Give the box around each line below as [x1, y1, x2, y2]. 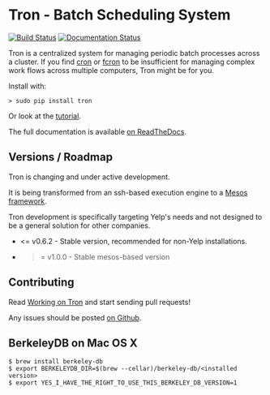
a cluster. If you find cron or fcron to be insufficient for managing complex [8, 57, 255, 67]
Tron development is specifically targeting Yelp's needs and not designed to [8, 212, 263, 221]
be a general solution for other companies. [8, 221, 151, 230]
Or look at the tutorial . [8, 111, 81, 121]
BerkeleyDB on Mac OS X [8, 336, 138, 350]
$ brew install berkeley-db [8, 358, 104, 366]
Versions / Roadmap [8, 150, 114, 164]
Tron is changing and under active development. [8, 172, 170, 182]
